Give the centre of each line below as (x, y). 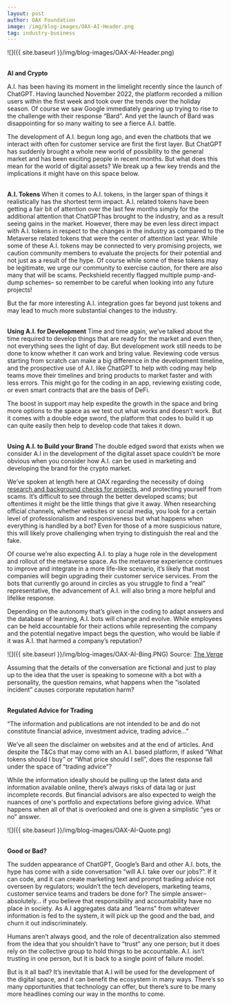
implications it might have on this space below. (73, 174)
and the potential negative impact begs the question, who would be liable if (114, 634)
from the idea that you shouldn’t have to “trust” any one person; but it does (114, 944)
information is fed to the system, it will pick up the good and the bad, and (111, 916)
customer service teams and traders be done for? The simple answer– (107, 894)
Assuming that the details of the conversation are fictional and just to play (112, 667)
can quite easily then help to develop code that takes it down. (94, 425)
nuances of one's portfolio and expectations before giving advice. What (109, 802)
